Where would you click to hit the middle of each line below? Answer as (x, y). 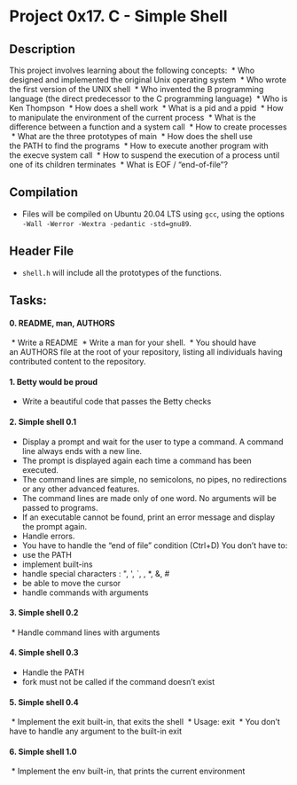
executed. (40, 470)
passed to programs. (60, 507)
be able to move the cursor (71, 583)
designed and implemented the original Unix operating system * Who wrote (148, 80)
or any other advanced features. (81, 489)
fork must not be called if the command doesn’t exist (118, 682)
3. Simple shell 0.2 (44, 613)
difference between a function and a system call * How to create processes (148, 127)
